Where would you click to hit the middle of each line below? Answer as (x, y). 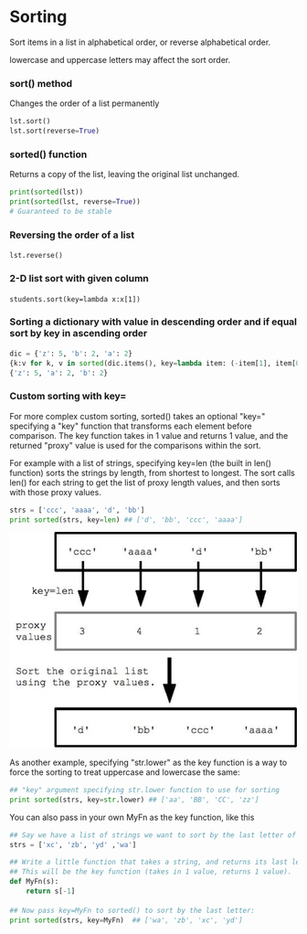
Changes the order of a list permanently (85, 103)
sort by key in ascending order (79, 334)
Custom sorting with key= (68, 397)
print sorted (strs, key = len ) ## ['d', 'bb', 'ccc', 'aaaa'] (127, 520)
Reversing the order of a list (72, 235)
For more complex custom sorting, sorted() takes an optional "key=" (138, 416)
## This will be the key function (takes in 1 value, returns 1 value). (151, 872)
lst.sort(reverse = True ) (55, 131)
